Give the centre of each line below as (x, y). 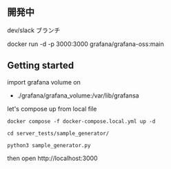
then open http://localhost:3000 (52, 158)
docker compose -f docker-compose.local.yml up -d (81, 121)
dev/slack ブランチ (34, 30)
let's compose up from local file (52, 109)
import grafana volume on (44, 82)
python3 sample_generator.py (49, 145)
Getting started (41, 66)
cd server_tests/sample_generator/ (58, 133)
